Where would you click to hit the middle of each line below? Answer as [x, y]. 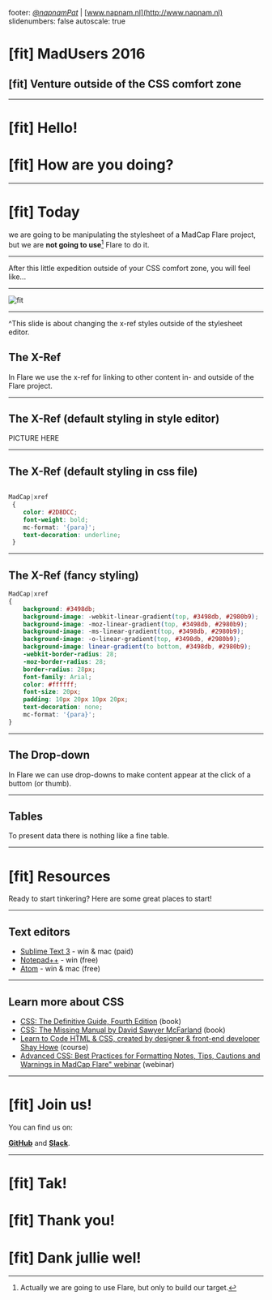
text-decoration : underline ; [72, 535]
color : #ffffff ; [51, 684]
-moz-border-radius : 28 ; [65, 661]
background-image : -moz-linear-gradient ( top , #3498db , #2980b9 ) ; [136, 624]
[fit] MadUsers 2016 [77, 54]
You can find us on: [40, 1127]
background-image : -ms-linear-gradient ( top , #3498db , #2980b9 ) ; [134, 632]
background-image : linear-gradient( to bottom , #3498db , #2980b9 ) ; [137, 647]
